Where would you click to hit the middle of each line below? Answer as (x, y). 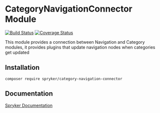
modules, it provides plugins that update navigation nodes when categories (80, 47)
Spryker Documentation (29, 105)
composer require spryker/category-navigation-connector (64, 79)
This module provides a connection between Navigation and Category (75, 42)
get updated (17, 52)
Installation (22, 68)
